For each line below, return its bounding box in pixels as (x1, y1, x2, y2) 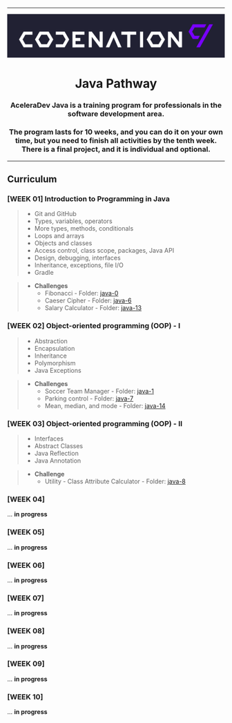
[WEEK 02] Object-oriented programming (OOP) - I (7, 321, 181, 331)
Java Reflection (34, 450, 79, 458)
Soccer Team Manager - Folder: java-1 (44, 387, 154, 395)
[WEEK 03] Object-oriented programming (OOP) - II (7, 418, 183, 428)
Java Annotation (34, 456, 81, 465)
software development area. (68, 108, 164, 118)
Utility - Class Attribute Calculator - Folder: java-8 (44, 477, 186, 485)
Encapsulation (34, 344, 75, 352)
